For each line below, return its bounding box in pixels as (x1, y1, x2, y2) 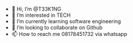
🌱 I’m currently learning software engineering (11, 18, 121, 24)
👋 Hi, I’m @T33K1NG (11, 6, 62, 12)
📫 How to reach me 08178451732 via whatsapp (11, 31, 128, 37)
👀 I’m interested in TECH (11, 12, 71, 19)
